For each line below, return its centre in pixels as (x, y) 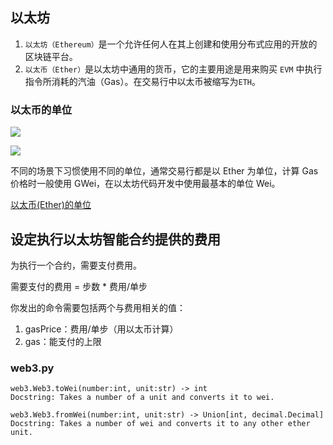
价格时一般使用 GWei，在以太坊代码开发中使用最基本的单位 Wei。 (145, 184)
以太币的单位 (41, 110)
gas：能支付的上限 (63, 341)
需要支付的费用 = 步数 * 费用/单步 (79, 286)
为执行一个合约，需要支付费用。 (76, 265)
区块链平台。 (51, 56)
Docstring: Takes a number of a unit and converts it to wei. (142, 398)
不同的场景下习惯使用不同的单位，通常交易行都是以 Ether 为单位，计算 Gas (164, 171)
